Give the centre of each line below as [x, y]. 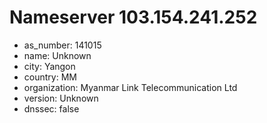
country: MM [50, 77]
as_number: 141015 [62, 45]
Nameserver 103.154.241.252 [133, 17]
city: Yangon [49, 66]
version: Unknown [61, 98]
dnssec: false [51, 108]
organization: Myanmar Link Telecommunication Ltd [130, 87]
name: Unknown [57, 55]
